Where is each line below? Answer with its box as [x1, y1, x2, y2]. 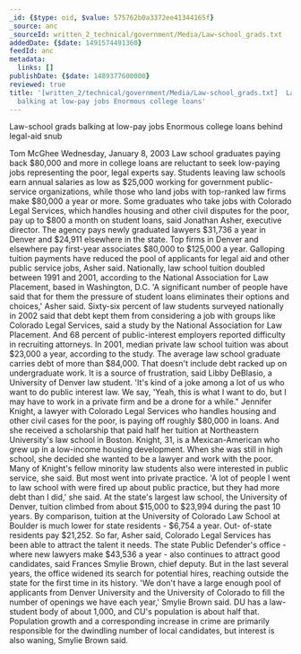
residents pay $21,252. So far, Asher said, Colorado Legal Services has [9, 530, 271, 541]
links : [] [17, 64, 54, 73]
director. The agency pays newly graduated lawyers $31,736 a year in [9, 225, 266, 235]
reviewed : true [9, 80, 66, 89]
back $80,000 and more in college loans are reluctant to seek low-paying [9, 158, 280, 169]
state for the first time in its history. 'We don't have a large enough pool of [9, 578, 282, 588]
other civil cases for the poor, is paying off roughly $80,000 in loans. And [9, 415, 279, 427]
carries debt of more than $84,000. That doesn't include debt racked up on [9, 358, 288, 369]
